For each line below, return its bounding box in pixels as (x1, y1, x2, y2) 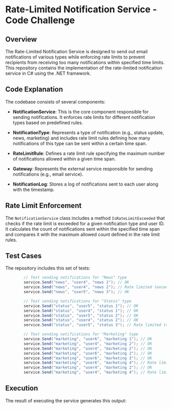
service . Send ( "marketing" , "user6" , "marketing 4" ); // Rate (24, 360, 157, 365)
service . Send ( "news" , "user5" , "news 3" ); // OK (24, 290, 130, 295)
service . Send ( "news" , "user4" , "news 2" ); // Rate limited (24, 284, 153, 290)
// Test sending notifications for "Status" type (24, 298, 132, 303)
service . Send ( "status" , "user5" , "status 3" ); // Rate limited (24, 322, 161, 328)
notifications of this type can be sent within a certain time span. (12, 140, 147, 147)
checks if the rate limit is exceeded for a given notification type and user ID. (5, 220, 165, 227)
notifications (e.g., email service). (12, 171, 83, 177)
